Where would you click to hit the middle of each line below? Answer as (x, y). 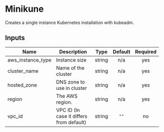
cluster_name (23, 71)
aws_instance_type (30, 60)
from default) (71, 122)
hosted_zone (22, 85)
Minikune (24, 9)
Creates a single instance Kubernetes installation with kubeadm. (70, 22)
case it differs (72, 116)
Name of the (70, 68)
